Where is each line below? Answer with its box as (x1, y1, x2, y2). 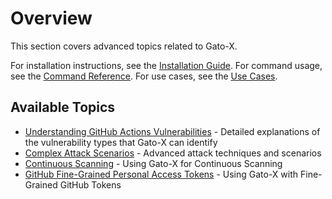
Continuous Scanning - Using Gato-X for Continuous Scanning (24, 157, 283, 169)
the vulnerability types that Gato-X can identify (24, 136, 218, 148)
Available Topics (10, 99, 116, 116)
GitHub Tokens (59, 178, 122, 191)
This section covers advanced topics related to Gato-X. (10, 40, 238, 52)
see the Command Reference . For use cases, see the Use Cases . (10, 70, 278, 82)
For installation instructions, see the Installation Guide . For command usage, (10, 59, 323, 71)
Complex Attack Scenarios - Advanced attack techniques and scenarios (24, 147, 322, 159)
